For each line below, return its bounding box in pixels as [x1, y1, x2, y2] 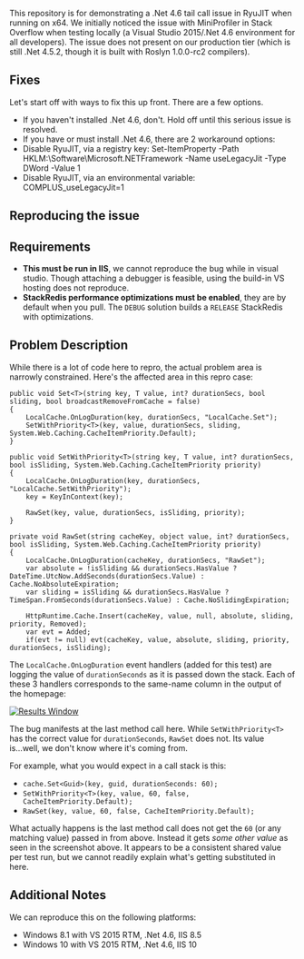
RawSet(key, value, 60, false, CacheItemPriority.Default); [22, 806, 255, 816]
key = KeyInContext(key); [25, 492, 124, 501]
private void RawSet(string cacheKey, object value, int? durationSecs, [9, 531, 290, 541]
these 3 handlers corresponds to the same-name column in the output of [9, 678, 282, 689]
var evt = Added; [25, 627, 92, 637]
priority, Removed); [9, 619, 88, 628]
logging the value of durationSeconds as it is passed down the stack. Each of [9, 668, 296, 679]
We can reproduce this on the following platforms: [9, 912, 197, 923]
